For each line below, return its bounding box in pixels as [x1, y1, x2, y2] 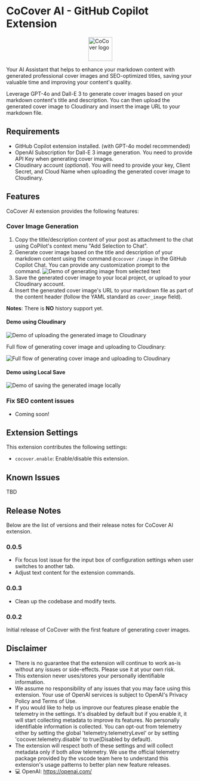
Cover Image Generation [6, 222, 79, 231]
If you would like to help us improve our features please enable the [14, 704, 179, 711]
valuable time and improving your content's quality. [6, 78, 133, 86]
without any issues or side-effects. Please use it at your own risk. [14, 666, 176, 673]
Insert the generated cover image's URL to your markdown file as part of [14, 286, 193, 294]
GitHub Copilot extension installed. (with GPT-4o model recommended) [14, 142, 191, 150]
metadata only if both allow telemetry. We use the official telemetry [14, 748, 180, 755]
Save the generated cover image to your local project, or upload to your [14, 274, 191, 281]
